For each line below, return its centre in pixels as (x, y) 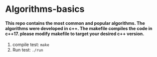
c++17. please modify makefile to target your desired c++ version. (75, 34)
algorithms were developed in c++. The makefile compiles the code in (79, 28)
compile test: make (31, 45)
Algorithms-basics (45, 9)
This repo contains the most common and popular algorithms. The (75, 23)
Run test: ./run (28, 50)
